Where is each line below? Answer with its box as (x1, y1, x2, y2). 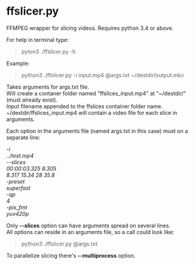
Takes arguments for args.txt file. (6, 83, 89, 91)
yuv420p (6, 210, 29, 217)
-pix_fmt (6, 204, 27, 211)
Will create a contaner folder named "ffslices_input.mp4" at (6, 89, 155, 97)
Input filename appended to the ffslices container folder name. (6, 102, 163, 110)
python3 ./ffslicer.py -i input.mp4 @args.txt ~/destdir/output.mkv (21, 71, 184, 78)
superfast (6, 184, 31, 191)
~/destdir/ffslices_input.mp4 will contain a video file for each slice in (6, 109, 178, 116)
